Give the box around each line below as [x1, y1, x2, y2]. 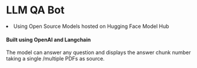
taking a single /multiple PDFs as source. [6, 55, 105, 62]
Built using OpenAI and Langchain [6, 36, 91, 43]
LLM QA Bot [6, 3, 65, 17]
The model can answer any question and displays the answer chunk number [6, 49, 191, 56]
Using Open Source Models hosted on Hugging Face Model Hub [14, 23, 169, 30]
